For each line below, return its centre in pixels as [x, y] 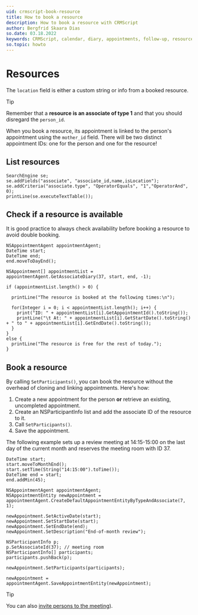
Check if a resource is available [65, 214]
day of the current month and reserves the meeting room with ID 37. [88, 449]
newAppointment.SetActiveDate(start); [54, 516]
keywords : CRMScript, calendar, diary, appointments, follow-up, [88, 39]
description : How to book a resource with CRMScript [72, 22]
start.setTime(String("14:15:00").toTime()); [63, 470]
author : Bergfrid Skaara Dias [43, 28]
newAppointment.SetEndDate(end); [47, 527]
